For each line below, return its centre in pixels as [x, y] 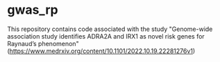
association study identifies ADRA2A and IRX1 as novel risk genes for [106, 36]
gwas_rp [33, 10]
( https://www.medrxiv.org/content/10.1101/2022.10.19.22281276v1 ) [101, 51]
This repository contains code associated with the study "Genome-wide [110, 29]
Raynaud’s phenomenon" [43, 43]
